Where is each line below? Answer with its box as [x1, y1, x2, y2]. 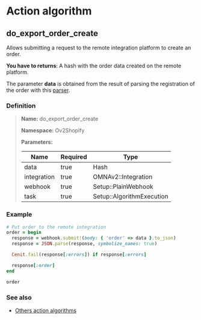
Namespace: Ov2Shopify [20, 127, 85, 134]
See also [6, 293, 32, 301]
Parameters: [20, 138, 53, 146]
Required [60, 153, 87, 161]
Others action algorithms [14, 307, 77, 314]
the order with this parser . [6, 87, 70, 94]
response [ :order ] [11, 262, 55, 268]
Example [6, 211, 32, 219]
